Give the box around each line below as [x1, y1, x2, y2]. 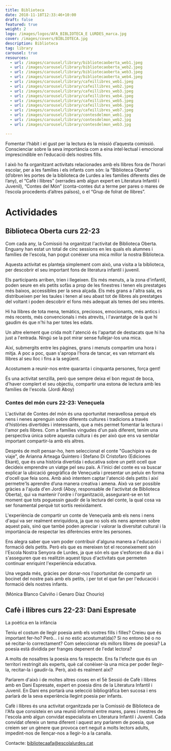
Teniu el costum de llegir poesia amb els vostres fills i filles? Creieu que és [5, 629, 162, 636]
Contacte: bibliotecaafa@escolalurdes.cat [5, 740, 93, 746]
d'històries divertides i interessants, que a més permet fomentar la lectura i [5, 421, 163, 428]
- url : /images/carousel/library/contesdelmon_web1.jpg [10, 112, 131, 118]
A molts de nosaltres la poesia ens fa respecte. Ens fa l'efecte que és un [5, 656, 157, 662]
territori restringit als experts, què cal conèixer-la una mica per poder [5, 661, 151, 667]
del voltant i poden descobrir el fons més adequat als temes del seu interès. [5, 298, 165, 305]
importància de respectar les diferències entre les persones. [5, 529, 132, 535]
